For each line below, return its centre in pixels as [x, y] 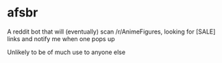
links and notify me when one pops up [61, 38]
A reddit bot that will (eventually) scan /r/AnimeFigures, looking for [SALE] [111, 32]
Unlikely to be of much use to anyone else [66, 52]
